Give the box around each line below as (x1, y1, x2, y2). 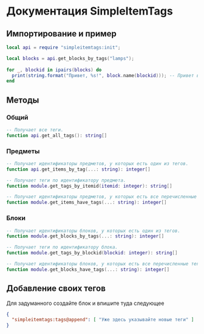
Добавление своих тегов (6, 284, 106, 294)
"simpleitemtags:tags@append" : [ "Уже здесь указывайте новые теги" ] (12, 317, 194, 323)
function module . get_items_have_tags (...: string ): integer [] (6, 199, 167, 206)
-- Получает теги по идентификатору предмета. (6, 177, 126, 183)
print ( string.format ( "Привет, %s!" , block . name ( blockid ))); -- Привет (12, 72, 194, 78)
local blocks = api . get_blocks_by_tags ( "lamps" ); (6, 55, 135, 61)
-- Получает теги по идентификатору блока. (6, 244, 118, 250)
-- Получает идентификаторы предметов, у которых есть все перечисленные (6, 194, 197, 200)
